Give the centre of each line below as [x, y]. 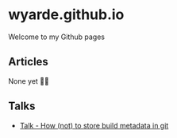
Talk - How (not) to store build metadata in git [94, 125]
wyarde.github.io [66, 15]
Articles [29, 62]
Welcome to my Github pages [57, 37]
